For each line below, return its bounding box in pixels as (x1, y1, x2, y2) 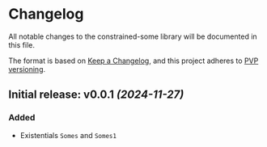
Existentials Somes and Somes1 (19, 130, 117, 140)
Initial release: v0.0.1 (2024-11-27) (8, 88, 184, 102)
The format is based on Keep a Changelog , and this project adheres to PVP (8, 56, 259, 65)
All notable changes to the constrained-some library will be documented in (8, 31, 257, 41)
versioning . (8, 64, 46, 73)
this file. (8, 40, 35, 49)
